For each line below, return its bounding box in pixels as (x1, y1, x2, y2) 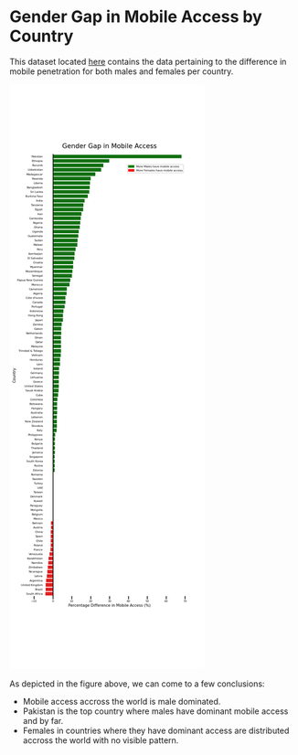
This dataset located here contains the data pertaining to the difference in (9, 56, 287, 67)
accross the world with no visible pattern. (22, 734, 179, 746)
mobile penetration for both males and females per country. (9, 66, 234, 77)
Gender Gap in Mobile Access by (9, 6, 262, 27)
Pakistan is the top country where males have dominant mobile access (22, 706, 289, 717)
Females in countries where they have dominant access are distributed (22, 725, 290, 736)
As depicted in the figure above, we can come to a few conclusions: (9, 678, 265, 689)
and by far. (22, 715, 64, 726)
